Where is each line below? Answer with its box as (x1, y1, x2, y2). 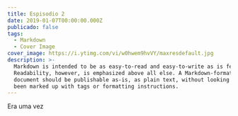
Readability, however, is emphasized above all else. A (13, 69, 182, 76)
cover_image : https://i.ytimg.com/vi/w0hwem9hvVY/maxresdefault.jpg (7, 50, 214, 57)
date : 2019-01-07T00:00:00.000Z (7, 17, 103, 24)
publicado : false (7, 23, 59, 30)
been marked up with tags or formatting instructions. (13, 83, 179, 90)
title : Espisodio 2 (7, 10, 65, 18)
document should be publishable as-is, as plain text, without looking (13, 76, 230, 83)
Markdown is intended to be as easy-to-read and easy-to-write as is (13, 63, 223, 70)
